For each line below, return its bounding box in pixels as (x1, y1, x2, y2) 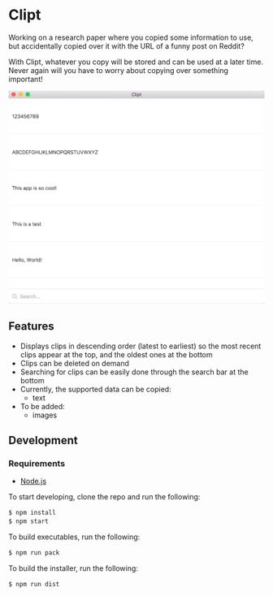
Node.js (19, 477, 47, 486)
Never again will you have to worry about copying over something (8, 65, 229, 75)
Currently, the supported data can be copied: (19, 384, 172, 394)
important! (8, 74, 43, 84)
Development (8, 433, 79, 447)
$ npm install (8, 509, 57, 517)
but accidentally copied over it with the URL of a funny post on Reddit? (8, 41, 245, 50)
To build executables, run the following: (8, 532, 141, 542)
